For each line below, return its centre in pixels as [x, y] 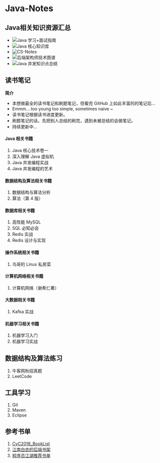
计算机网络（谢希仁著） [35, 288]
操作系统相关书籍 [22, 253]
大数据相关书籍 [20, 300]
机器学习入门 [25, 335]
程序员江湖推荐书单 [31, 455]
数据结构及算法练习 [34, 358]
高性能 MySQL [26, 222]
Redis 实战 [23, 234]
